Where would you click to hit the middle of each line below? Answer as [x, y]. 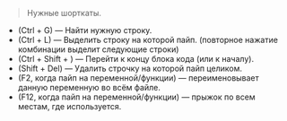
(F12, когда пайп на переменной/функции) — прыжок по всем [136, 97]
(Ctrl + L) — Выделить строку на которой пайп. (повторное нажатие [148, 40]
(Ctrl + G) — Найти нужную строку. [85, 30]
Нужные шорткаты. [64, 13]
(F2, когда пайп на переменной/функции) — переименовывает [139, 78]
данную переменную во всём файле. [89, 87]
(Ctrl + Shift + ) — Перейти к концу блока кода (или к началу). [135, 59]
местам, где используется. [70, 106]
